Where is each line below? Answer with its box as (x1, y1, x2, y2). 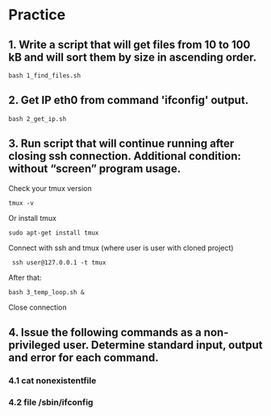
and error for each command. (8, 351, 159, 364)
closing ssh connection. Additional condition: (8, 149, 242, 163)
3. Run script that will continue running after (8, 137, 235, 151)
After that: (8, 272, 42, 282)
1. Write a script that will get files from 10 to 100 (8, 38, 251, 52)
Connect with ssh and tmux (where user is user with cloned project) (8, 243, 234, 252)
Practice (8, 6, 66, 24)
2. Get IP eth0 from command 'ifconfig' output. (8, 94, 249, 107)
